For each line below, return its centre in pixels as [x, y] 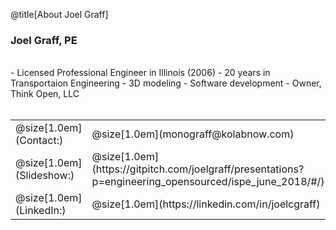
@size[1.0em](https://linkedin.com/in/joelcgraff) [206, 204]
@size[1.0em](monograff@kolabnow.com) [193, 134]
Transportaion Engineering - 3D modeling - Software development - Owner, [166, 83]
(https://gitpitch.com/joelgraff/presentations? [198, 169]
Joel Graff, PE [44, 40]
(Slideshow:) [45, 176]
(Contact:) [39, 141]
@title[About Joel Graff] [59, 14]
